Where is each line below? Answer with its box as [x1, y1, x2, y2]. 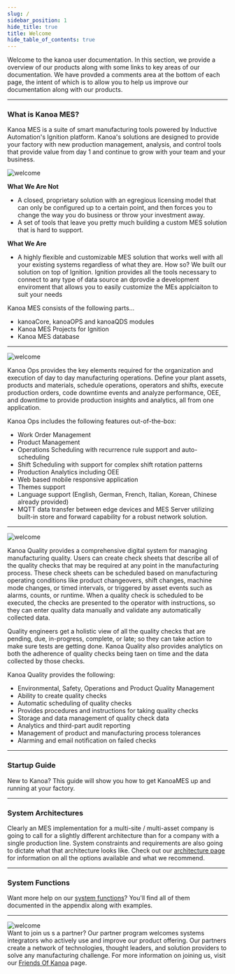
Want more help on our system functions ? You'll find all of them [7, 894, 190, 902]
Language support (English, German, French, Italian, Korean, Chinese [17, 491, 218, 499]
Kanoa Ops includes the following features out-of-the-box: [7, 417, 176, 425]
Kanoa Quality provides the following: [7, 671, 115, 679]
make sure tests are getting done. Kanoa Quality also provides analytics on [7, 642, 223, 651]
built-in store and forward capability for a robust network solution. [17, 513, 208, 521]
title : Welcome [7, 29, 52, 37]
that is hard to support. [17, 226, 84, 234]
